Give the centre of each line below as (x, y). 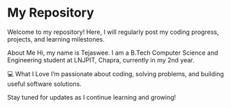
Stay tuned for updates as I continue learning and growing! (92, 97)
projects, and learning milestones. (56, 39)
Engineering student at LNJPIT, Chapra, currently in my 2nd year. (101, 60)
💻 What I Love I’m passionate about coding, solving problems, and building (116, 73)
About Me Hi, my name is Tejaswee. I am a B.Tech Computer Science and (113, 53)
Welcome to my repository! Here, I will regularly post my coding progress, (113, 32)
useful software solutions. (44, 84)
